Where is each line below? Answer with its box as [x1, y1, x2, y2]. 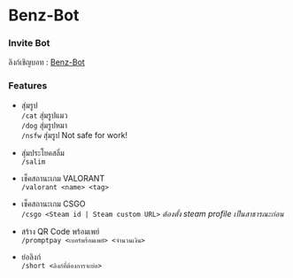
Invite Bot [8, 37, 50, 50]
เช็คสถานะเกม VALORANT [20, 173, 105, 183]
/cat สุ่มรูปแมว [20, 110, 68, 120]
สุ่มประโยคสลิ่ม [20, 147, 66, 158]
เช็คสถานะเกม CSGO [20, 198, 86, 209]
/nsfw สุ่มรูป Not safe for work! [20, 129, 128, 140]
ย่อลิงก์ [20, 251, 42, 262]
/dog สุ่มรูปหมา [20, 120, 68, 130]
